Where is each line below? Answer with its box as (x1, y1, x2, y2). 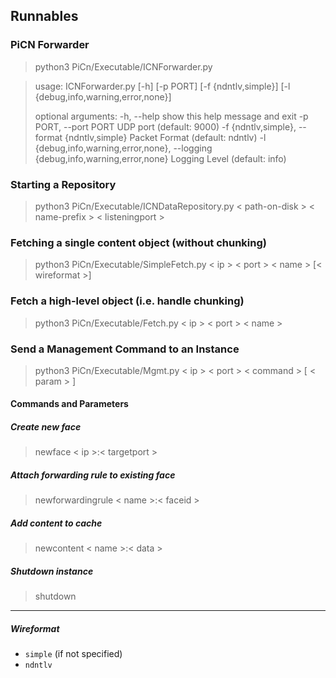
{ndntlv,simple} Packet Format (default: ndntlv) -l (64, 131, 267, 143)
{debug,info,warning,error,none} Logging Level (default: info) (34, 152, 287, 164)
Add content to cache (10, 517, 103, 529)
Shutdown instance (10, 565, 94, 577)
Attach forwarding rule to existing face (10, 469, 176, 481)
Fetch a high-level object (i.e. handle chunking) (10, 294, 245, 308)
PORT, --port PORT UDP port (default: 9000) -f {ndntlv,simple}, (34, 120, 297, 133)
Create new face (10, 421, 82, 433)
